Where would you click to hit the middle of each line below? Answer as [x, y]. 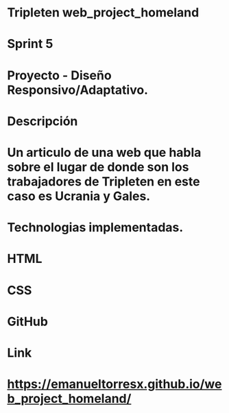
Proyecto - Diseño [59, 75]
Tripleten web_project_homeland [103, 13]
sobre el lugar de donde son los [98, 167]
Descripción [43, 121]
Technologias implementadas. [95, 228]
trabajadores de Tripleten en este [104, 181]
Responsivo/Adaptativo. [78, 90]
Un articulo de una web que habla [104, 152]
